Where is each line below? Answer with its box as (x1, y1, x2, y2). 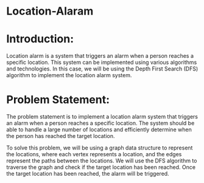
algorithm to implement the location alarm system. (6, 72, 132, 79)
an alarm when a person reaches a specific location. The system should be (6, 120, 195, 127)
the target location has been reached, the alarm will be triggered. (6, 170, 169, 178)
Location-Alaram (6, 4, 94, 18)
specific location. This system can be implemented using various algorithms (6, 59, 197, 66)
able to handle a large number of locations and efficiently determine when (6, 126, 192, 133)
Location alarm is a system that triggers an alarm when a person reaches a (6, 52, 194, 60)
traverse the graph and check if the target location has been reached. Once (6, 164, 196, 171)
